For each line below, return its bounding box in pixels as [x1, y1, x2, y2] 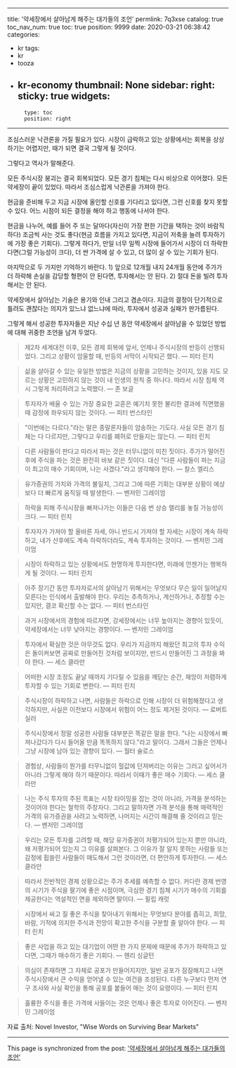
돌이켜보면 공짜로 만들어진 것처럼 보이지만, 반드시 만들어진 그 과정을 [32, 649, 218, 657]
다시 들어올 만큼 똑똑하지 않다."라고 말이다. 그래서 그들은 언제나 [55, 737, 228, 746]
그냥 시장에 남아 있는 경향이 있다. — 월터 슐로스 [24, 747, 155, 755]
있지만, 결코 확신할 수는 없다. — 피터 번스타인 [24, 601, 149, 610]
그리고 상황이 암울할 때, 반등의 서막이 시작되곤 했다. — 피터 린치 [39, 352, 214, 360]
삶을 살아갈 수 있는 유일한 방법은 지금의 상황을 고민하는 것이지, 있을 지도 [24, 367, 221, 375]
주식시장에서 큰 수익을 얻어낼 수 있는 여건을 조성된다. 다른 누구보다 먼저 [24, 974, 220, 983]
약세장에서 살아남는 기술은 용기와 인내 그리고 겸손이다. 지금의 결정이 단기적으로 [7, 295, 223, 304]
